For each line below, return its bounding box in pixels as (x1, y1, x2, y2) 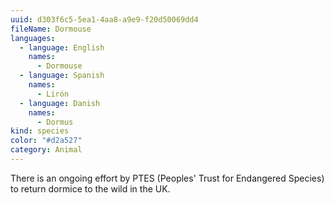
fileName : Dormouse (10, 24, 92, 34)
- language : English (19, 42, 105, 53)
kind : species (10, 126, 70, 136)
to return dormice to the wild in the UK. (10, 182, 171, 195)
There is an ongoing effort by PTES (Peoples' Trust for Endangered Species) (10, 172, 325, 184)
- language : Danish (19, 98, 101, 108)
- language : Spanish (19, 71, 105, 81)
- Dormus (36, 117, 74, 127)
